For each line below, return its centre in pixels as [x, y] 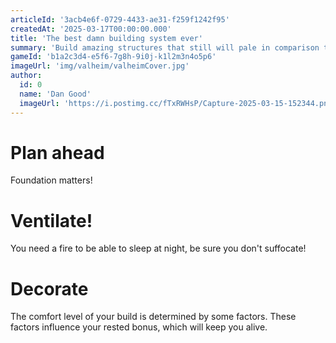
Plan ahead [57, 152]
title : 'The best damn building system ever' [106, 38]
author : [26, 76]
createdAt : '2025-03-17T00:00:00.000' [91, 29]
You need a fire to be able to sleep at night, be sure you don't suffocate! [158, 248]
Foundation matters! [51, 180]
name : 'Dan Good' [55, 94]
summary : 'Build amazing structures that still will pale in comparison [165, 47]
